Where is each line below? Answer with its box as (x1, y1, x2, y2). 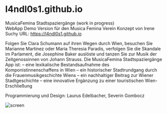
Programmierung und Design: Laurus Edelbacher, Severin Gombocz (5, 92, 145, 98)
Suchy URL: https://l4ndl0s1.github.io (5, 30, 82, 36)
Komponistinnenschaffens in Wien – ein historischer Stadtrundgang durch (5, 66, 157, 73)
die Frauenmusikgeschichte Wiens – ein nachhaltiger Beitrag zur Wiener (5, 72, 154, 78)
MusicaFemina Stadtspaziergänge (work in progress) (5, 20, 114, 26)
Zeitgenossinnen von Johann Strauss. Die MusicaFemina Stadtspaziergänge (5, 56, 162, 62)
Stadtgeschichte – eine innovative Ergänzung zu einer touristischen (5, 77, 144, 83)
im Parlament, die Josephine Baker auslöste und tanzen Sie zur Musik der (5, 51, 157, 57)
